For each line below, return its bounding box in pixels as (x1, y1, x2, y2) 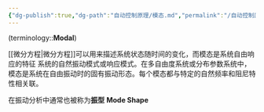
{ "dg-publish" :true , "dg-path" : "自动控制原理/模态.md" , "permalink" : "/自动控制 (8, 11, 255, 20)
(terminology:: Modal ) (8, 33, 77, 42)
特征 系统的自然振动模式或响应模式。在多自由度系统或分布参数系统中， (21, 59, 251, 68)
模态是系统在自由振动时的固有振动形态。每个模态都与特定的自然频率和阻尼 (8, 68, 249, 78)
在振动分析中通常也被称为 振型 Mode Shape (8, 95, 149, 104)
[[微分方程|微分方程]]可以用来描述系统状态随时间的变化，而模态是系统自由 (8, 49, 248, 59)
